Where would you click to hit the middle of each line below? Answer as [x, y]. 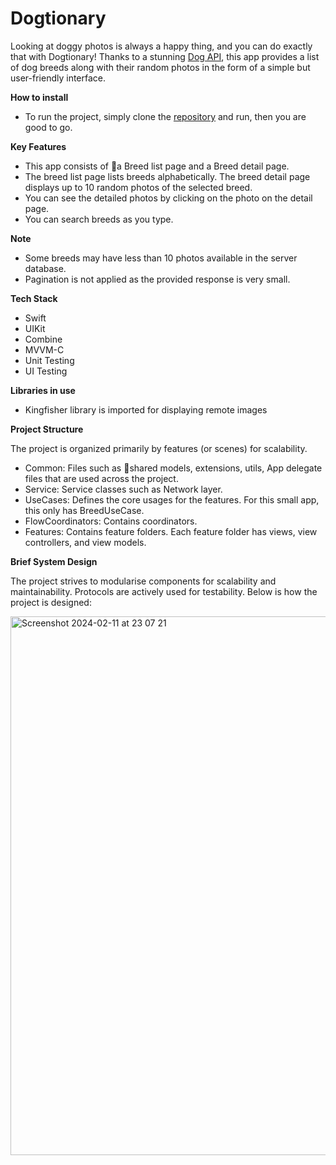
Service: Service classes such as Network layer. [123, 489]
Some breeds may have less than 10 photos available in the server [161, 258]
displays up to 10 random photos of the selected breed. [138, 187]
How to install [39, 97]
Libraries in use [43, 390]
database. [45, 268]
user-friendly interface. [58, 78]
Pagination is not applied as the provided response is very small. [157, 279]
